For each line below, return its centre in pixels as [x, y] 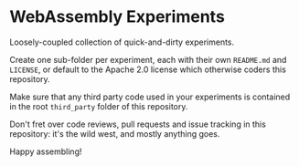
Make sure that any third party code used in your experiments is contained [150, 97]
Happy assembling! [46, 151]
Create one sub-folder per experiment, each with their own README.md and [148, 59]
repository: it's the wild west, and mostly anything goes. [115, 133]
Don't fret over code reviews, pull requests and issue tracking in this [138, 124]
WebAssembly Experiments [117, 17]
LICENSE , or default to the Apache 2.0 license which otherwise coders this [148, 69]
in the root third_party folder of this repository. [99, 106]
